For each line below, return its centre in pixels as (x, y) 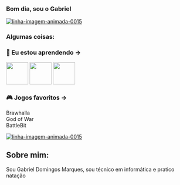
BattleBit (16, 125)
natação (16, 176)
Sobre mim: (28, 155)
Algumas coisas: (30, 37)
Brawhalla (18, 113)
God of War (20, 119)
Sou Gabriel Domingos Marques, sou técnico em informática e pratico (90, 169)
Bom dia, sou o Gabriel (39, 9)
